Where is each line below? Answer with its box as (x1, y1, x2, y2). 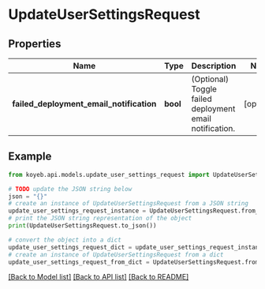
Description (191, 61, 237, 71)
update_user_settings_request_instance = (8, 207, 147, 215)
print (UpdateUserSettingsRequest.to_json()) (8, 222, 157, 230)
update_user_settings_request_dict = (8, 243, 132, 251)
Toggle (191, 84, 217, 94)
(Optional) (191, 73, 229, 84)
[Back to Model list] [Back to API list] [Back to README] (8, 272, 189, 282)
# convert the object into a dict (8, 235, 122, 244)
